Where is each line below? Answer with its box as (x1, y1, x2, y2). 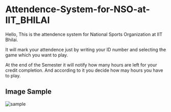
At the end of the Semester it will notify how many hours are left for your (5, 62, 157, 68)
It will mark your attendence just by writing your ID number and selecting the (5, 46, 166, 52)
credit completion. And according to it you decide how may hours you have (5, 67, 163, 73)
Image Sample (5, 88, 52, 96)
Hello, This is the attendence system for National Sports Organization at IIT (5, 31, 163, 37)
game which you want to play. (5, 52, 68, 58)
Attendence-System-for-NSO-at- (5, 4, 151, 15)
